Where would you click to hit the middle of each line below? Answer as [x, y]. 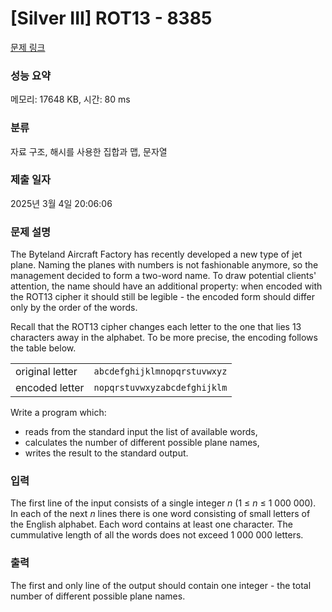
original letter [46, 372]
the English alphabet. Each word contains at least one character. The [151, 524]
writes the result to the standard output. [106, 453]
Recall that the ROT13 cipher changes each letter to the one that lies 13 [156, 327]
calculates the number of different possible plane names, [142, 443]
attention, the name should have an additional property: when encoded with [166, 286]
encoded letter [50, 388]
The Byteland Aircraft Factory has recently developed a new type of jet [156, 254]
